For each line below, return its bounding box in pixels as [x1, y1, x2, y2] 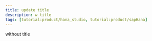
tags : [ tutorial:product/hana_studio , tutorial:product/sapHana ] [5, 17, 147, 22]
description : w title [5, 12, 52, 17]
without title [5, 31, 30, 37]
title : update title [5, 7, 50, 13]
